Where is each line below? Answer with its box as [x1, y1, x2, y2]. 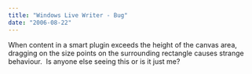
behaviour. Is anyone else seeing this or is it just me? [8, 56, 181, 66]
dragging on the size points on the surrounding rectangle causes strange [8, 48, 245, 58]
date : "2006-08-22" [8, 19, 72, 26]
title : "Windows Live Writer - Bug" [8, 11, 128, 19]
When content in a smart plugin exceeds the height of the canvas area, [8, 40, 238, 49]
